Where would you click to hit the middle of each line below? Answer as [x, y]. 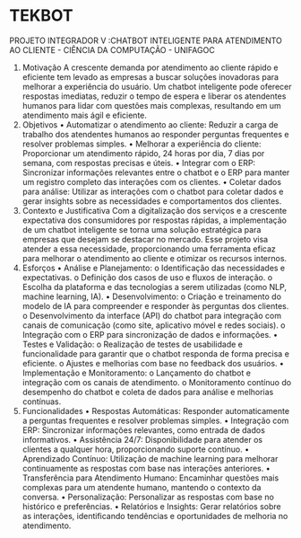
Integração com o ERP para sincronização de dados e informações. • [150, 334]
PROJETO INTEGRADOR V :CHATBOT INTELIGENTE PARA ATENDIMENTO [146, 40]
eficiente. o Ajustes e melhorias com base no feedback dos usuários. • [153, 363]
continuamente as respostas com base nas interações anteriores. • [146, 468]
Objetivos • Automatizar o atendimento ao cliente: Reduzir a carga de [150, 124]
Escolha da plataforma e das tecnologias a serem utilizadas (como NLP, [154, 287]
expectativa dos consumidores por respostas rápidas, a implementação [154, 220]
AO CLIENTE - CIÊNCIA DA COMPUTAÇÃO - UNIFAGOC [112, 49]
